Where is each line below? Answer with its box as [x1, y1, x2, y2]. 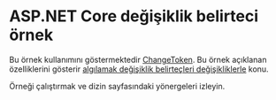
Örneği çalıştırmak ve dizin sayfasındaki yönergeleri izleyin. [9, 81, 226, 91]
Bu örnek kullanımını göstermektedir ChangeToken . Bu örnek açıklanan [9, 54, 267, 65]
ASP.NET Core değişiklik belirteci [9, 6, 259, 27]
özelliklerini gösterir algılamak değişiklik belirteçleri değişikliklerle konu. [9, 64, 269, 74]
